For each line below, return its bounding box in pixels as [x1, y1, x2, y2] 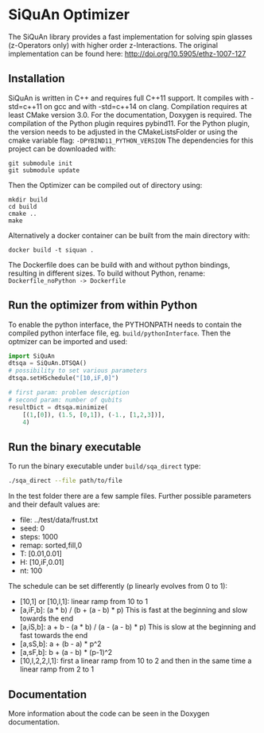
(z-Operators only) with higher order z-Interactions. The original [8, 40, 219, 49]
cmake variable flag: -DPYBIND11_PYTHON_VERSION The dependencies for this [8, 135, 254, 145]
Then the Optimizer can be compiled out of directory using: [8, 180, 203, 190]
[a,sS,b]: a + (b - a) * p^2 [19, 639, 102, 649]
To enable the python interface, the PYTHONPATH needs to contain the [8, 319, 243, 329]
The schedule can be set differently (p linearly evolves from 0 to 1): [8, 582, 228, 591]
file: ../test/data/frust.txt [19, 515, 99, 525]
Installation [8, 72, 65, 85]
